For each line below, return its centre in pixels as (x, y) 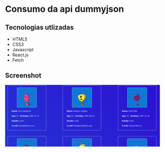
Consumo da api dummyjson (65, 9)
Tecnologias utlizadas (40, 27)
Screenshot (23, 76)
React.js (20, 55)
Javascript (23, 50)
